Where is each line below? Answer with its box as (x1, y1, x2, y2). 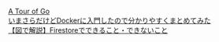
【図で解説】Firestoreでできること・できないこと (8, 26, 169, 34)
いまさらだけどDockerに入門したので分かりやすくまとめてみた (8, 16, 211, 25)
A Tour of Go (8, 7, 50, 16)
